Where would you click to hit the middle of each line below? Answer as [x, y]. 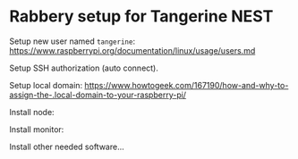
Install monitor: [37, 129]
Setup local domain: [46, 85]
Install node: [32, 112]
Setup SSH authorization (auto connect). [84, 68]
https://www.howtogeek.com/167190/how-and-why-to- [187, 85]
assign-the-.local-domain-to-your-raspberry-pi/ [98, 95]
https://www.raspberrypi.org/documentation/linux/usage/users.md [132, 50]
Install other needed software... [67, 146]
